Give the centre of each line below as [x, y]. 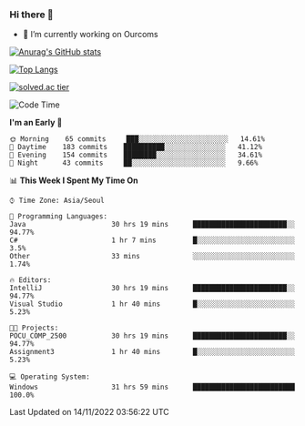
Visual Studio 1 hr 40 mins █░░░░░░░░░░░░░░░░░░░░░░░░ [152, 304]
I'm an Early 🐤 [36, 123]
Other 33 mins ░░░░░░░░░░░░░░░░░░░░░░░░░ [152, 257]
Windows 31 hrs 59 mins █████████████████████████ [152, 387]
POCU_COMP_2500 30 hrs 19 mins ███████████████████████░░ [152, 336]
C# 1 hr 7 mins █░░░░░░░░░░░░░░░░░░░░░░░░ [152, 240]
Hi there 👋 [32, 15]
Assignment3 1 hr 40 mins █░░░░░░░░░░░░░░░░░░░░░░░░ [152, 352]
